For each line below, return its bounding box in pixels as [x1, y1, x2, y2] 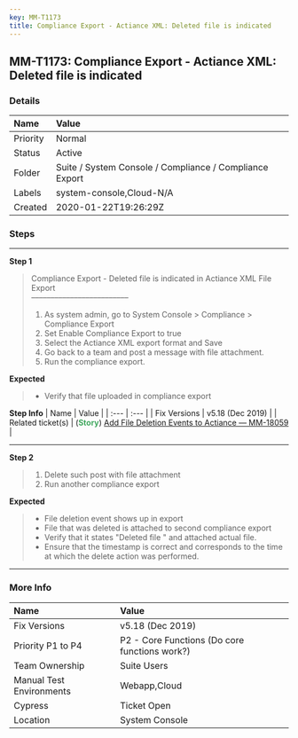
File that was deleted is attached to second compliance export [43, 522, 272, 533]
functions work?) [119, 645, 191, 657]
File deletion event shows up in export [43, 514, 184, 524]
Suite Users [119, 659, 169, 671]
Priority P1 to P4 [13, 640, 82, 652]
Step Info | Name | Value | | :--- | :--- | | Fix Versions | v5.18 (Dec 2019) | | [9, 408, 278, 419]
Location [13, 713, 51, 726]
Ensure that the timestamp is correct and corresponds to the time [43, 542, 284, 553]
